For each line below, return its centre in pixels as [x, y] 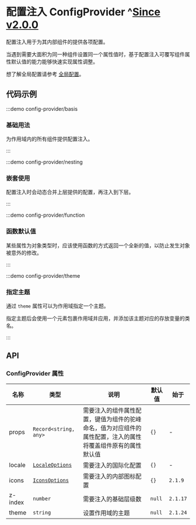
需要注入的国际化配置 [112, 465]
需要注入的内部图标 [109, 476]
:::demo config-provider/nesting [44, 162]
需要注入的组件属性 [109, 410]
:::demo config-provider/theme [43, 275]
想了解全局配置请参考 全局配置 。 [45, 74]
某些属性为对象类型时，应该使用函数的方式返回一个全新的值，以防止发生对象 [98, 245]
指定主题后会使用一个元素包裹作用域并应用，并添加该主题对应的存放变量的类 [98, 318]
